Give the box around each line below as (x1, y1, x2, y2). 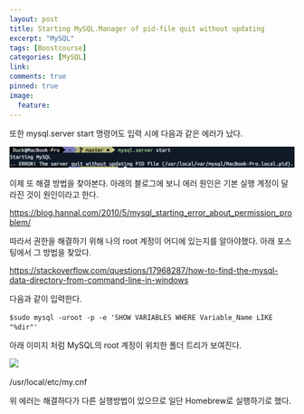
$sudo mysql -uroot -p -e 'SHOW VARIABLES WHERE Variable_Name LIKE (9, 313, 273, 323)
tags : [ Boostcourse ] (9, 43, 88, 53)
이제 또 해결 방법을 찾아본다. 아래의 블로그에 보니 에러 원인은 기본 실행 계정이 (9, 178, 280, 189)
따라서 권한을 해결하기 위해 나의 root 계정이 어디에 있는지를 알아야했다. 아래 (9, 236, 276, 246)
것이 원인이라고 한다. (25, 189, 100, 200)
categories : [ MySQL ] (9, 53, 88, 63)
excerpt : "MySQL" (9, 34, 75, 43)
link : (9, 63, 30, 72)
